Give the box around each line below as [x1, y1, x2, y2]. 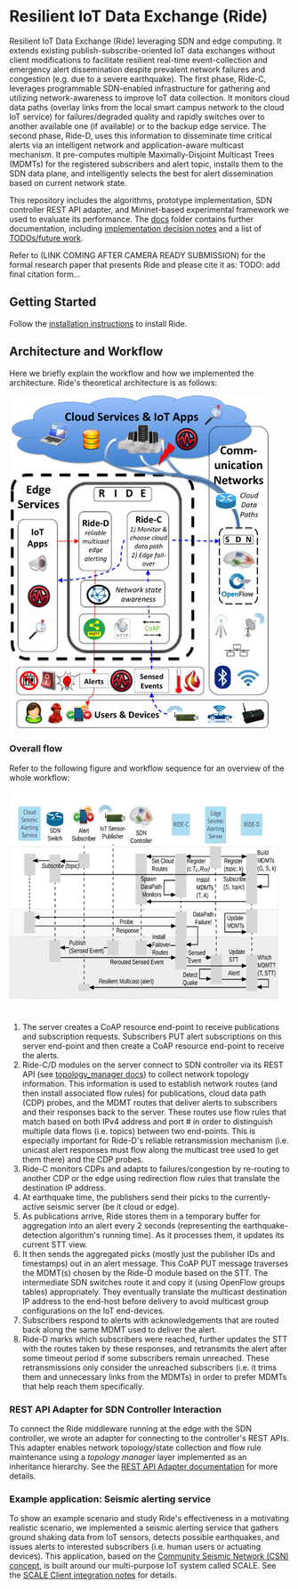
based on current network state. [9, 177, 127, 188]
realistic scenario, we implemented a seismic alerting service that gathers [9, 1522, 279, 1533]
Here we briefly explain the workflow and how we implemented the [9, 368, 255, 378]
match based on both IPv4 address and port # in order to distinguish [21, 1115, 273, 1127]
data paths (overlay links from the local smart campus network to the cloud [9, 101, 285, 112]
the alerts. [21, 1050, 60, 1060]
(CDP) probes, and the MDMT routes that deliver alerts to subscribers [21, 1097, 278, 1107]
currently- [234, 1191, 271, 1203]
